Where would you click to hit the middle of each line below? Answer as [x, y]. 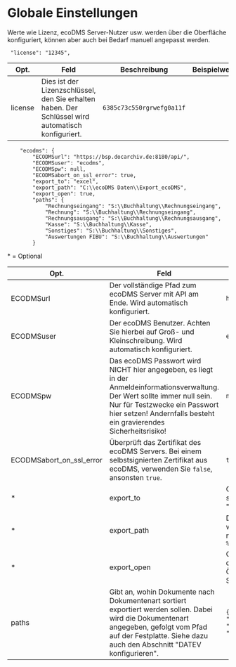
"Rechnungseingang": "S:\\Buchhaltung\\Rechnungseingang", [133, 206]
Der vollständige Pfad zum [153, 285]
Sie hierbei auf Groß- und [152, 332]
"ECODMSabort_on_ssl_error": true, [85, 175]
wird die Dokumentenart [149, 618]
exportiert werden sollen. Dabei [161, 609]
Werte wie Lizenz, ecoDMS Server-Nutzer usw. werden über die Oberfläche [117, 32]
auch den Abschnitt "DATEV [155, 645]
